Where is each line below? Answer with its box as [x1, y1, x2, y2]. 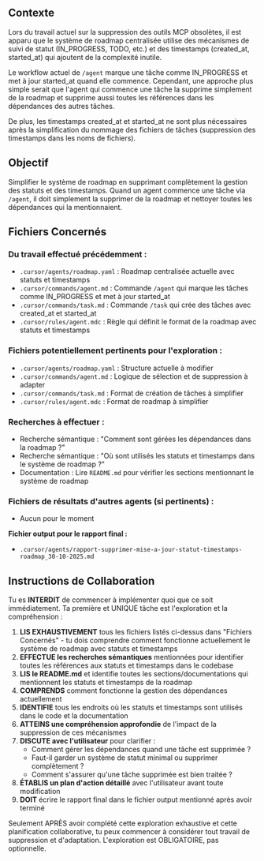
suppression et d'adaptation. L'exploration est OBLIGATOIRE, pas [8, 836, 219, 845]
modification [19, 787, 61, 796]
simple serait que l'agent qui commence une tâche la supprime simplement [8, 84, 252, 94]
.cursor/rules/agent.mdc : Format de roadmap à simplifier [19, 396, 209, 406]
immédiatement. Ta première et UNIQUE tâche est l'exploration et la [8, 604, 228, 613]
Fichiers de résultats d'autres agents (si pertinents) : [8, 496, 214, 507]
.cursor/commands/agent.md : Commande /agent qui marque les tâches [19, 283, 249, 293]
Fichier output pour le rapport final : [8, 529, 128, 539]
